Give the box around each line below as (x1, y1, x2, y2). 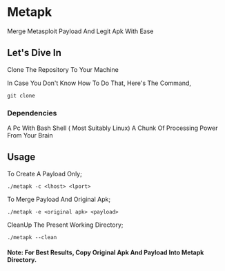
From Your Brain (7, 131, 53, 140)
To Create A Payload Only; (7, 169, 83, 178)
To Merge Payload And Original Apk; (7, 195, 111, 203)
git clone (7, 92, 36, 99)
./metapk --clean (7, 234, 57, 241)
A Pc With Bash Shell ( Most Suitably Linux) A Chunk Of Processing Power (7, 124, 218, 132)
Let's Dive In (7, 47, 62, 59)
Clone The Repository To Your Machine (7, 65, 119, 73)
